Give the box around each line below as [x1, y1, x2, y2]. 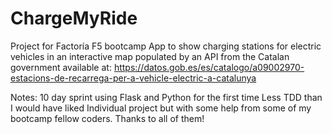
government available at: [10, 61, 112, 73]
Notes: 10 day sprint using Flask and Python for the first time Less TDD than [10, 91, 323, 103]
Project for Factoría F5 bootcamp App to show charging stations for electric [10, 40, 322, 52]
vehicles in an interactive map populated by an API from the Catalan [10, 50, 290, 62]
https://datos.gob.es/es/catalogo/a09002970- [113, 61, 305, 73]
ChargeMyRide [10, 7, 138, 30]
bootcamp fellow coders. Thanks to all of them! [10, 112, 205, 124]
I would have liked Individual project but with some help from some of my [10, 102, 312, 114]
